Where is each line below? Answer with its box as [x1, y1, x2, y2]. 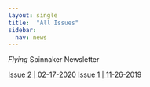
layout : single [8, 11, 58, 20]
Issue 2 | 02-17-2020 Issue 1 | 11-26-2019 [8, 70, 142, 79]
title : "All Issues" [8, 19, 79, 27]
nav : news [15, 33, 47, 42]
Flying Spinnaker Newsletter [8, 55, 100, 64]
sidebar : [8, 26, 37, 34]
